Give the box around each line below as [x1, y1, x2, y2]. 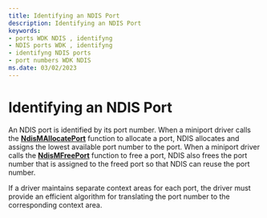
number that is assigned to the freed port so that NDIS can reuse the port [8, 159, 250, 168]
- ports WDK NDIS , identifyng [8, 34, 113, 42]
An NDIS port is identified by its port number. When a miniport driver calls [8, 125, 251, 135]
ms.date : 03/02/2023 [8, 64, 78, 72]
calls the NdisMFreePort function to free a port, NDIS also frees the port [8, 150, 248, 160]
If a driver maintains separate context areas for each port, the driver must [8, 183, 251, 192]
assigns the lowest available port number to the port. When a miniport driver [8, 142, 261, 151]
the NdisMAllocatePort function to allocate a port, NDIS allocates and [8, 133, 240, 143]
